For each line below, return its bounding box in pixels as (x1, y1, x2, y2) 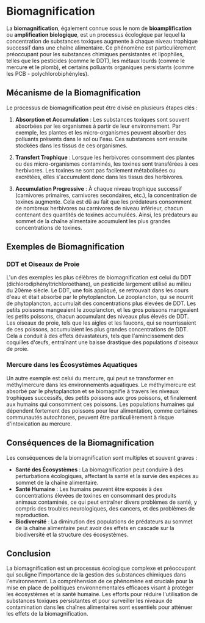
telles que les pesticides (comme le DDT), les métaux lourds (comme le (6, 57, 185, 64)
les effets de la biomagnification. (6, 610, 88, 617)
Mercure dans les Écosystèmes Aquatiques (6, 361, 138, 369)
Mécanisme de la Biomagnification (6, 87, 141, 98)
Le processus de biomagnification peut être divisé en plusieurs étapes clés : (6, 104, 198, 111)
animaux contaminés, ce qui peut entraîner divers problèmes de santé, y (15, 498, 197, 506)
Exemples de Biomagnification (6, 241, 125, 252)
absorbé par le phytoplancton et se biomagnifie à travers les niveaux (6, 387, 179, 395)
